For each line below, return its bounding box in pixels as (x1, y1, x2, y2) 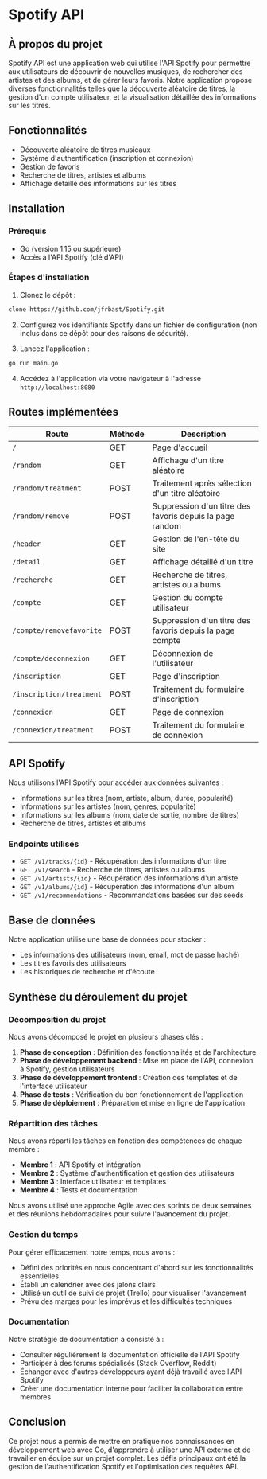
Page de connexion (152, 707, 225, 718)
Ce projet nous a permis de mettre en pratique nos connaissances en (8, 1436, 235, 1446)
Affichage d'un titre (152, 455, 225, 466)
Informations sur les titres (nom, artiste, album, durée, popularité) (19, 794, 234, 803)
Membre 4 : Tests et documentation (19, 1185, 138, 1195)
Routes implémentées (8, 404, 119, 419)
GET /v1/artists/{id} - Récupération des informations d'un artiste (19, 873, 238, 883)
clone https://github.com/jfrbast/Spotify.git (8, 305, 165, 314)
